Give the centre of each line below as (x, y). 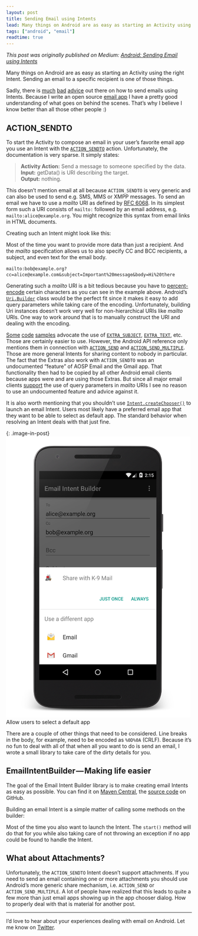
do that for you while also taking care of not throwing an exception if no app (98, 833)
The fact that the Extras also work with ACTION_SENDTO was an (80, 360)
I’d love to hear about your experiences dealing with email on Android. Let (95, 921)
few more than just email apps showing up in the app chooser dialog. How (96, 898)
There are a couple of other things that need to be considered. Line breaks (97, 733)
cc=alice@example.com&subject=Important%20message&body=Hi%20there (91, 275)
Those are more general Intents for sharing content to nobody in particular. (97, 354)
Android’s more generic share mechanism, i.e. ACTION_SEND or (80, 885)
